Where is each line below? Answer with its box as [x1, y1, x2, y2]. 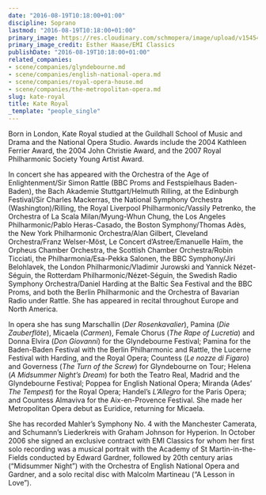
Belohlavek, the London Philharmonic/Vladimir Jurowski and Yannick [8, 262, 232, 272]
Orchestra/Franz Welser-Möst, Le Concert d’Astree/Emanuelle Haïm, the [8, 237, 244, 246]
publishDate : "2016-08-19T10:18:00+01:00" [8, 48, 150, 56]
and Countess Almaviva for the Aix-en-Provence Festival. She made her [8, 395, 243, 405]
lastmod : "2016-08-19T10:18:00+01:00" [8, 26, 136, 34]
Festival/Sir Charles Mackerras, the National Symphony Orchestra [8, 195, 223, 204]
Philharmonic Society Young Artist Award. [8, 154, 145, 163]
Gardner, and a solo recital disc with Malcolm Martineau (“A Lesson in [8, 470, 235, 479]
